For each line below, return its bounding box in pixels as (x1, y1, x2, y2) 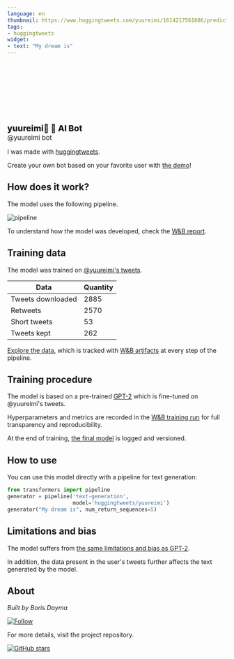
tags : (7, 23, 23, 30)
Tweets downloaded (10, 294, 77, 304)
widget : (7, 36, 30, 43)
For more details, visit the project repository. (7, 630, 134, 639)
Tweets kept (10, 328, 51, 338)
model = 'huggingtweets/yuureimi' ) (72, 500, 170, 507)
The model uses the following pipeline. (7, 200, 118, 208)
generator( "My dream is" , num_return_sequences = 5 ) (7, 506, 157, 513)
